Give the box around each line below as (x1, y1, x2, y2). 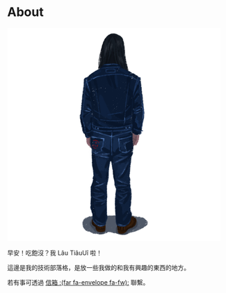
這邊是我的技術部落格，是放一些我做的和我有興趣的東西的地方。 (7, 263, 190, 271)
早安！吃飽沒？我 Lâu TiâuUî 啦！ (7, 248, 103, 257)
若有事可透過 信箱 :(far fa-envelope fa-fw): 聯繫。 (7, 278, 150, 286)
